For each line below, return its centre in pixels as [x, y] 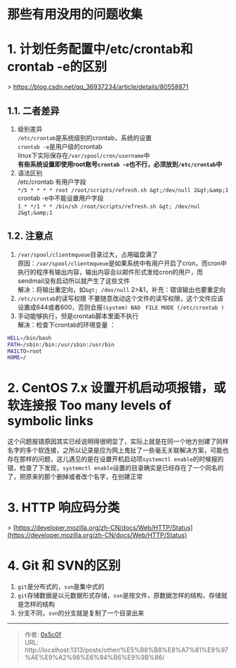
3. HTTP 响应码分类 [64, 508]
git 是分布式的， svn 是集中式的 [61, 587]
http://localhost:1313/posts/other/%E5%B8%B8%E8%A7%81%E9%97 [126, 650]
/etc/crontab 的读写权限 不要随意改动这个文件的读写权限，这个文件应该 [120, 298]
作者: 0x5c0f [43, 635]
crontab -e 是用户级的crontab [60, 146]
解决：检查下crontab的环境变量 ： [66, 324]
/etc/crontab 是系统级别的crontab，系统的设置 [85, 137]
